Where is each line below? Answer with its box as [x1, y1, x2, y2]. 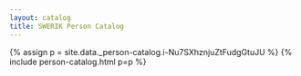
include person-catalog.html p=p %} [9, 56, 147, 67]
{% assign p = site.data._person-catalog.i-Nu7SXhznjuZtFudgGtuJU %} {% [9, 46, 293, 57]
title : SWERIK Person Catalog [9, 22, 125, 31]
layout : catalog [9, 13, 71, 23]
